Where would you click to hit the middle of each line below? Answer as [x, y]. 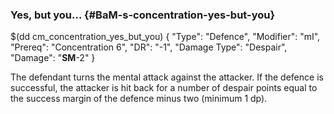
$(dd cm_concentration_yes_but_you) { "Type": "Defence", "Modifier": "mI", [165, 37]
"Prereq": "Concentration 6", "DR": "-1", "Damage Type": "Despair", [149, 47]
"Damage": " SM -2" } [53, 58]
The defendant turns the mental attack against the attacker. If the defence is [167, 77]
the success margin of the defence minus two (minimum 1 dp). [139, 99]
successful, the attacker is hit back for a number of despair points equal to [164, 88]
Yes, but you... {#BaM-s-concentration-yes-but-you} [143, 15]
